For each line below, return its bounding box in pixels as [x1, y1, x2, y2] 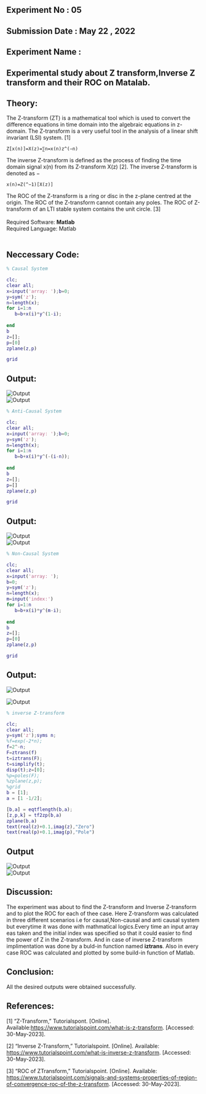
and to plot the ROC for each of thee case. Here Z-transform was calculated [6, 910, 199, 917]
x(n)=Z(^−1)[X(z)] [6, 181, 53, 188]
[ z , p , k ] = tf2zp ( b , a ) [6, 812, 62, 818]
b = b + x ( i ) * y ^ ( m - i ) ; [14, 607, 62, 613]
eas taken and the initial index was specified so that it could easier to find [6, 929, 192, 937]
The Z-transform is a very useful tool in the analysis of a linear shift [28, 127, 198, 135]
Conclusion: [6, 967, 54, 977]
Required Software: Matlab [6, 218, 75, 226]
